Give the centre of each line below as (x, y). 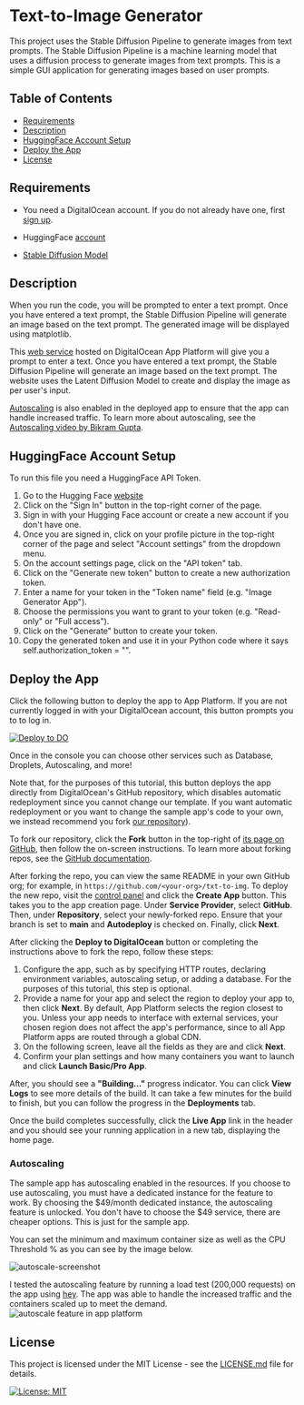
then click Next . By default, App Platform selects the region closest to (153, 1008)
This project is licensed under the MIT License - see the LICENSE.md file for (152, 1364)
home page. (32, 1140)
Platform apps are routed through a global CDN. (112, 1037)
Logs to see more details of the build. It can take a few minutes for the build (151, 1093)
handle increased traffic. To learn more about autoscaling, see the (132, 418)
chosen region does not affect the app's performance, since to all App (154, 1027)
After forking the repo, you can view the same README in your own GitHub (150, 876)
